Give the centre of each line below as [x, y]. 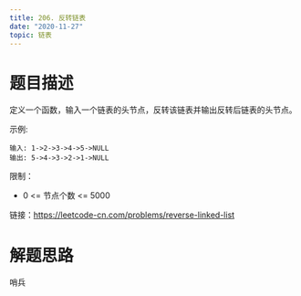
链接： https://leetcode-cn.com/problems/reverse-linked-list [122, 215]
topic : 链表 [31, 35]
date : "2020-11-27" [47, 26]
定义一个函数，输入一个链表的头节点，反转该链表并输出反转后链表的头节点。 [153, 110]
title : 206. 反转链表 [48, 18]
